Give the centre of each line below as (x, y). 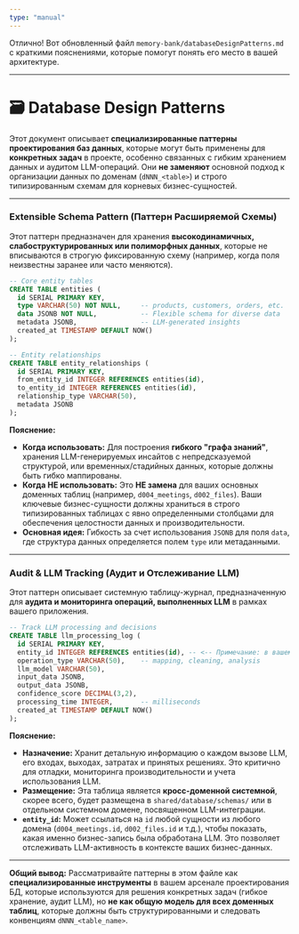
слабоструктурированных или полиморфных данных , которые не (139, 246)
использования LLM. (61, 781)
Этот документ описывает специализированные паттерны (123, 138)
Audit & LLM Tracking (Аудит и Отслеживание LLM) (125, 573)
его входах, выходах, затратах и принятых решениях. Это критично (151, 762)
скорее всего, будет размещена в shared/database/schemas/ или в (147, 800)
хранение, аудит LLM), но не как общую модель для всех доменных (141, 901)
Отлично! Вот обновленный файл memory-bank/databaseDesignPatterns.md (147, 43)
